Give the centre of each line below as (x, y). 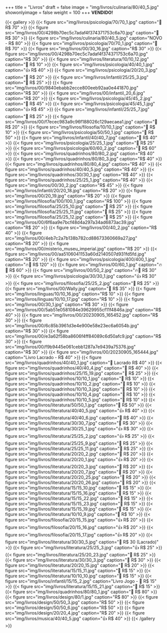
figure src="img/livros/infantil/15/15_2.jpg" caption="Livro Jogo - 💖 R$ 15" (81, 581)
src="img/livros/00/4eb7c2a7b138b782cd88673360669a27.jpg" (71, 238)
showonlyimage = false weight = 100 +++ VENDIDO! (59, 12)
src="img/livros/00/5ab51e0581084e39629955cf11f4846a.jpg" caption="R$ (83, 310)
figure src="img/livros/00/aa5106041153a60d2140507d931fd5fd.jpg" (76, 254)
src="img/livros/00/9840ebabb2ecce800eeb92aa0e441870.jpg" (72, 88)
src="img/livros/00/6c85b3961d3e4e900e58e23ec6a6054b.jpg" (72, 325)
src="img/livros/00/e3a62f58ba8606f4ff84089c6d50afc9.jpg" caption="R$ (83, 336)
